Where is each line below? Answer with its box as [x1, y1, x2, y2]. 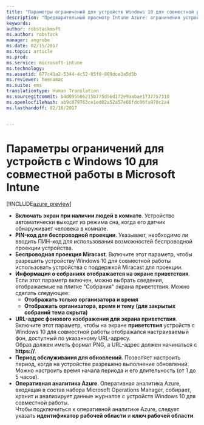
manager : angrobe [6, 37, 50, 43]
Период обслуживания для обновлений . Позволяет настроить [15, 354, 181, 361]
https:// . [15, 347, 36, 355]
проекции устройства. [15, 244, 73, 252]
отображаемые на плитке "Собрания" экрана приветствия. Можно [15, 283, 190, 290]
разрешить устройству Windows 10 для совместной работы [15, 257, 171, 265]
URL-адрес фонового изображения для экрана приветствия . [15, 315, 177, 322]
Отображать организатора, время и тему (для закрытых [24, 302, 176, 310]
